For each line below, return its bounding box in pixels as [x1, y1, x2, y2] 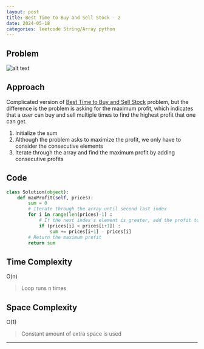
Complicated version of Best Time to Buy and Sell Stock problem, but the [6, 98, 189, 105]
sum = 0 [28, 200, 47, 207]
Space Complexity [6, 302, 78, 313]
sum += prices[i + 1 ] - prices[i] [49, 229, 132, 235]
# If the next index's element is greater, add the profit [38, 217, 191, 224]
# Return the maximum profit [28, 234, 102, 240]
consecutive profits [15, 155, 64, 162]
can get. [6, 117, 27, 125]
